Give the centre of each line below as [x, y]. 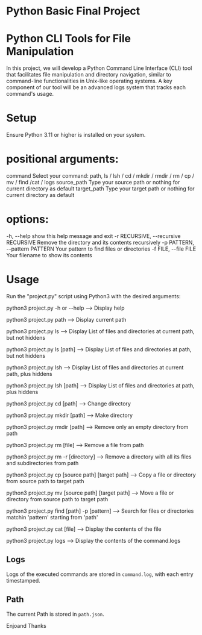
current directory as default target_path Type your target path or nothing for [100, 189]
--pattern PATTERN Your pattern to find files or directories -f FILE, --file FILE [101, 249]
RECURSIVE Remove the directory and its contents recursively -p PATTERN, [100, 242]
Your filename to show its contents [49, 255]
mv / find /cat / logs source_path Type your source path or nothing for [93, 182]
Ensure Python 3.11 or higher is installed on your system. [76, 135]
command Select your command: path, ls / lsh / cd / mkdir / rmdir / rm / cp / [100, 176]
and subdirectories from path [43, 463]
